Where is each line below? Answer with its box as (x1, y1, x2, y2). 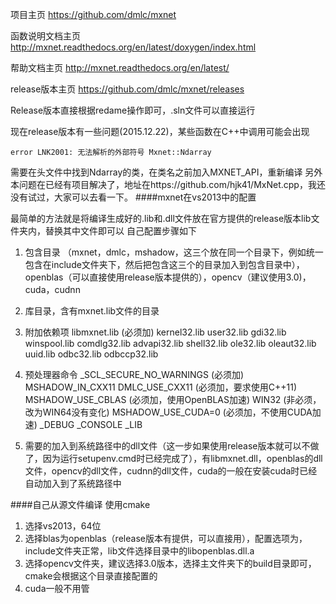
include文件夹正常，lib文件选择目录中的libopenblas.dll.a (24, 545, 255, 557)
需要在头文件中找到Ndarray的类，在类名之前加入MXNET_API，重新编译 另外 (10, 166, 323, 178)
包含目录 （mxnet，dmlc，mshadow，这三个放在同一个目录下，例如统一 (24, 246, 324, 258)
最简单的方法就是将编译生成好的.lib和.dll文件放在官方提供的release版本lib (10, 213, 312, 224)
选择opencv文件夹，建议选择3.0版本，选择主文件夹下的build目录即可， (24, 558, 317, 569)
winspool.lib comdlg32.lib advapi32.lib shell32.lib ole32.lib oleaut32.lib (24, 338, 317, 349)
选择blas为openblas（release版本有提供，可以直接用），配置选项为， (24, 533, 308, 544)
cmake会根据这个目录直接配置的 (24, 570, 158, 582)
